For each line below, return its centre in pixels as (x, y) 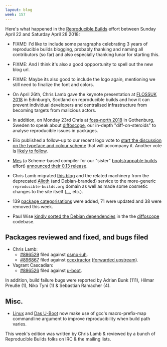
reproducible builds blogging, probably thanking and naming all (78, 49)
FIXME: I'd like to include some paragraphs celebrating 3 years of (80, 44)
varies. (19, 324)
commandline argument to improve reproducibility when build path (81, 319)
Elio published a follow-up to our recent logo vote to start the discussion (87, 140)
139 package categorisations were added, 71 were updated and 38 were (87, 201)
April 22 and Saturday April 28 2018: (43, 34)
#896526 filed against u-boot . (51, 270)
